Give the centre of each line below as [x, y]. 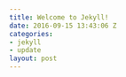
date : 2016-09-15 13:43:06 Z [63, 26]
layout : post [33, 58]
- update [25, 50]
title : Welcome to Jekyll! [59, 17]
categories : [31, 34]
